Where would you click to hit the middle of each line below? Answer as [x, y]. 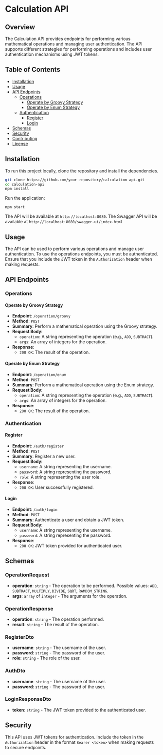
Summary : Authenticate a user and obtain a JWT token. [68, 520]
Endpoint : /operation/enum [39, 374]
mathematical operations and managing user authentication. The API [74, 44]
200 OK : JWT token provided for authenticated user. [71, 545]
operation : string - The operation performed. [58, 619]
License [20, 144]
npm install [17, 189]
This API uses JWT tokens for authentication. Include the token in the [74, 737]
